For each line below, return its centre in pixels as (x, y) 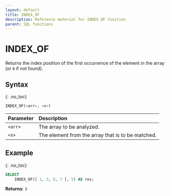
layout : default (22, 10)
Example (19, 153)
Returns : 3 (16, 189)
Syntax (17, 84)
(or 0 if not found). (24, 68)
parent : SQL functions (29, 24)
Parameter (21, 118)
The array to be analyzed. (69, 127)
